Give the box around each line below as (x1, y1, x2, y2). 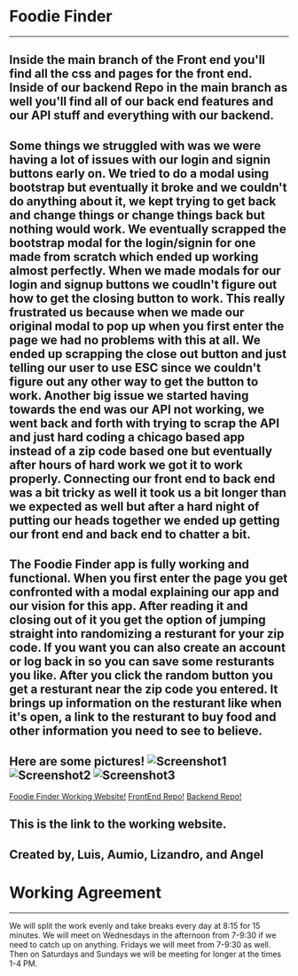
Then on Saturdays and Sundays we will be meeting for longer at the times (9, 948, 282, 959)
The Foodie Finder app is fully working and (9, 557, 250, 572)
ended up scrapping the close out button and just (9, 346, 286, 361)
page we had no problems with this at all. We (9, 332, 261, 347)
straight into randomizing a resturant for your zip (9, 626, 285, 641)
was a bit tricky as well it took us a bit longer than (9, 485, 286, 500)
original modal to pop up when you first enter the (9, 318, 285, 334)
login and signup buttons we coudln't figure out (9, 277, 278, 292)
